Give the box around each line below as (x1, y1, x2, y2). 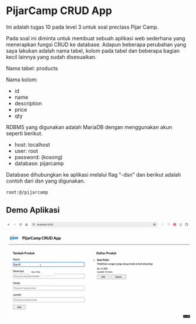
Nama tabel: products (6, 64, 58, 71)
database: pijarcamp (14, 160, 64, 167)
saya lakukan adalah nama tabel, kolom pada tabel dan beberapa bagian (6, 47, 180, 54)
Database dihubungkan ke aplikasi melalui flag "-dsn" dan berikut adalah (6, 171, 181, 178)
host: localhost (14, 141, 51, 148)
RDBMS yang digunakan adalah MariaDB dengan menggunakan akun (6, 123, 172, 130)
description (14, 99, 42, 106)
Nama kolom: (6, 76, 38, 83)
